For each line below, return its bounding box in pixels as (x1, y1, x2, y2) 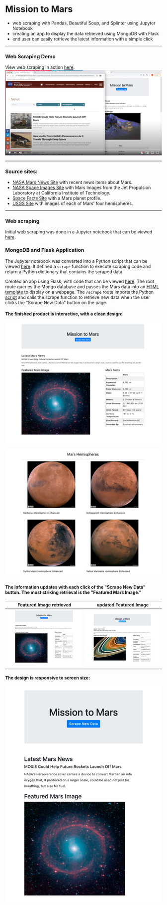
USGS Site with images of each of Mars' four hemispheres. (12, 200, 133, 206)
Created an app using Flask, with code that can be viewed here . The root (5, 278, 155, 284)
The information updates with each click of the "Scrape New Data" (5, 584, 146, 590)
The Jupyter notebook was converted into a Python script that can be (5, 258, 148, 264)
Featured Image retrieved (17, 602, 72, 608)
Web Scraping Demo (5, 53, 56, 60)
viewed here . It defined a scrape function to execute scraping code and (5, 263, 151, 269)
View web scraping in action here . (5, 64, 75, 70)
